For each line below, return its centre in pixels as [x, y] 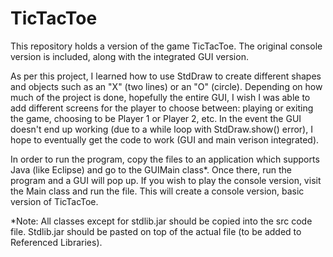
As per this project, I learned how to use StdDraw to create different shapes [166, 76]
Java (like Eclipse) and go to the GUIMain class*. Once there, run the [151, 169]
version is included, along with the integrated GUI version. [129, 56]
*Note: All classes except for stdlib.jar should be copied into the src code [161, 221]
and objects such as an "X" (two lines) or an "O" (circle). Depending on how [166, 86]
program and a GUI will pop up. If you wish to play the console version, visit [166, 180]
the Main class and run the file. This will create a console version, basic [157, 191]
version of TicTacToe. [54, 201]
